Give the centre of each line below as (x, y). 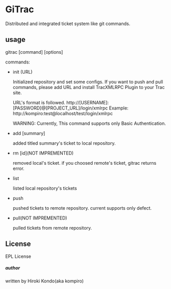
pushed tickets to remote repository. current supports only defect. (82, 208)
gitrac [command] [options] (34, 52)
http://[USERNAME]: (87, 102)
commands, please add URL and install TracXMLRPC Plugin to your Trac (89, 87)
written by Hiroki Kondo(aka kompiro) (45, 281)
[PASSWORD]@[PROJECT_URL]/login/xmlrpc (60, 108)
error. (18, 168)
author (13, 268)
